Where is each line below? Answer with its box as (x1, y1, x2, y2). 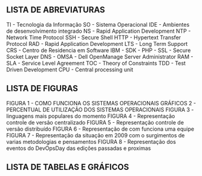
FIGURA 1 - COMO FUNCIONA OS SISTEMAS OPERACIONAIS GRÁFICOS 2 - (6, 99, 197, 106)
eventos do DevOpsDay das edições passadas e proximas (6, 145, 151, 152)
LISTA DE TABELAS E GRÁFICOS (6, 162, 129, 172)
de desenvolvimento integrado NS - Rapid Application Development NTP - (6, 27, 191, 34)
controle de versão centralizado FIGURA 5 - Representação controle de (6, 119, 184, 126)
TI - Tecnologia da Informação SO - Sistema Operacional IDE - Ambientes (6, 21, 190, 28)
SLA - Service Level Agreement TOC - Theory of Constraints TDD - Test (6, 59, 186, 67)
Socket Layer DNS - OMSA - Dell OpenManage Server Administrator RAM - (6, 53, 194, 60)
